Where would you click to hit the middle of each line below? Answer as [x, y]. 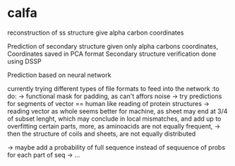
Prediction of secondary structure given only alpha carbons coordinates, [113, 46]
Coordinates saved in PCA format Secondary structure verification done [112, 54]
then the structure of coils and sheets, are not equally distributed [102, 134]
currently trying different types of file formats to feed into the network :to [114, 88]
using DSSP [24, 61]
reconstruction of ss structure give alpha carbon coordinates [96, 32]
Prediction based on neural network [59, 75]
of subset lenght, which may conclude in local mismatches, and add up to [114, 119]
